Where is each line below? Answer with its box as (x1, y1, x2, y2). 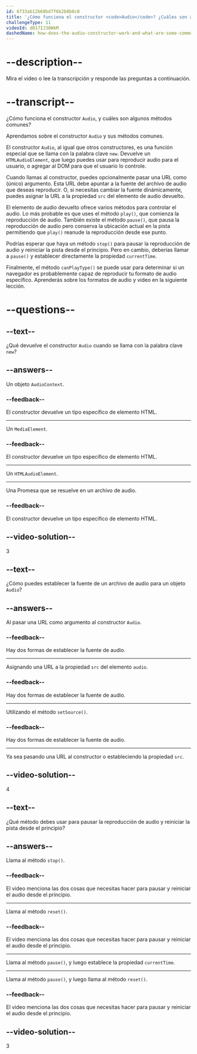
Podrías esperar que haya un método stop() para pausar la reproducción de (6, 240, 191, 247)
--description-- (6, 56, 83, 69)
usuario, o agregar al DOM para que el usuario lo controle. (6, 162, 147, 169)
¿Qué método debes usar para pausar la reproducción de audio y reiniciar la (6, 818, 190, 825)
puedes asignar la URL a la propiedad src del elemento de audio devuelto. (6, 193, 185, 199)
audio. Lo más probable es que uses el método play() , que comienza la (6, 210, 179, 217)
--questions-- (6, 303, 75, 316)
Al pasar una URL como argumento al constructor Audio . (6, 619, 142, 626)
